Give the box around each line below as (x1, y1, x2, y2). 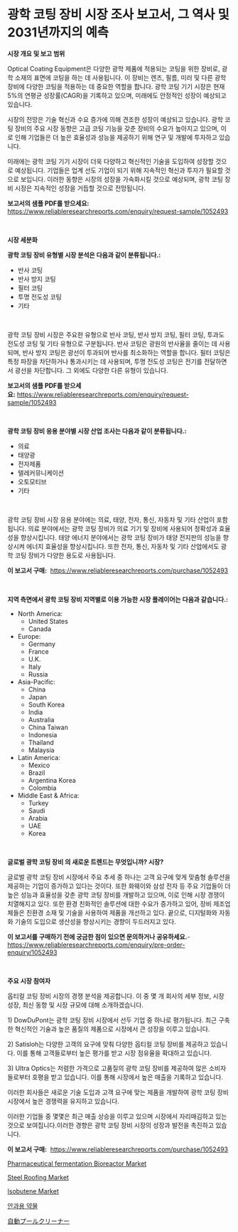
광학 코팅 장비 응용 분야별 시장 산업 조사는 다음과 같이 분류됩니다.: (7, 426, 187, 435)
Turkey (28, 799, 49, 807)
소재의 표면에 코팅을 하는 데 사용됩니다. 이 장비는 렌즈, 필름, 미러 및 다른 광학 (14, 73, 227, 82)
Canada (28, 625, 52, 633)
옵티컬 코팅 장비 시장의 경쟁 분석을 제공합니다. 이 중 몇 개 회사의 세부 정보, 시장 (7, 992, 225, 1000)
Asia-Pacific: (17, 677, 55, 686)
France (28, 647, 50, 656)
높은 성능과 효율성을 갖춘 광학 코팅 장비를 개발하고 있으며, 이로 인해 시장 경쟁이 (7, 890, 225, 899)
